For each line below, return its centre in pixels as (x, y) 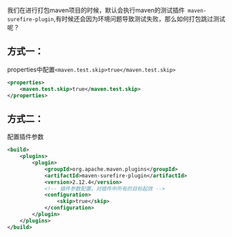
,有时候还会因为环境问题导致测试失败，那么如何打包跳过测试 (140, 19)
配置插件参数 (25, 137)
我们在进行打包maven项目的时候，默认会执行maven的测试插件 (96, 10)
